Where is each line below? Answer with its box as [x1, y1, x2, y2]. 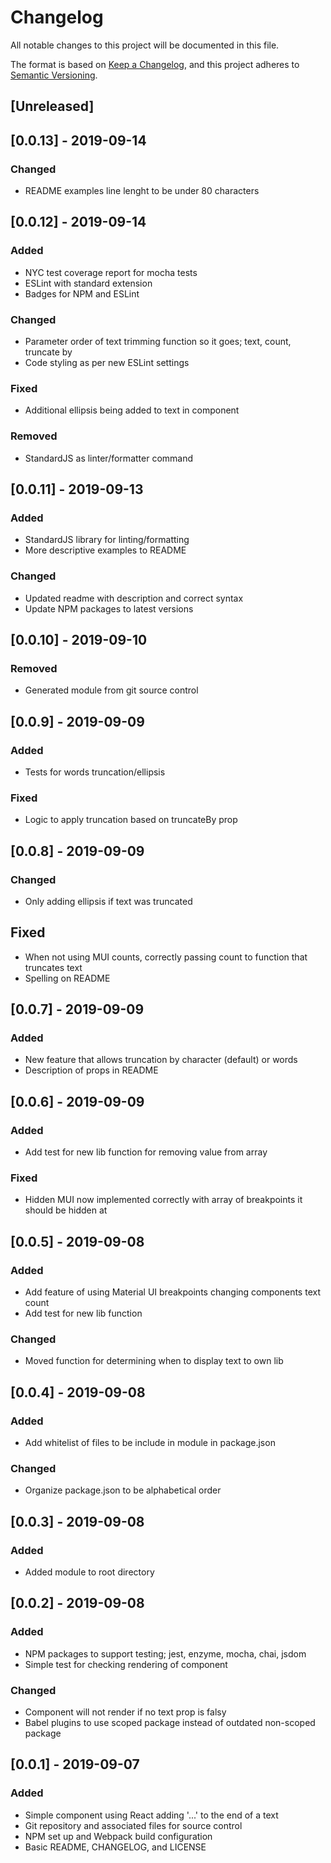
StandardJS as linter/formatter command [24, 452, 194, 464]
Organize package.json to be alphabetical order [24, 1484, 222, 1496]
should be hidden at [24, 1204, 108, 1216]
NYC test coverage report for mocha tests [24, 266, 198, 278]
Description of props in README [24, 1064, 159, 1076]
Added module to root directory [24, 1566, 155, 1578]
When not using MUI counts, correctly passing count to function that [24, 951, 308, 963]
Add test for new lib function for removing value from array [24, 1146, 268, 1158]
